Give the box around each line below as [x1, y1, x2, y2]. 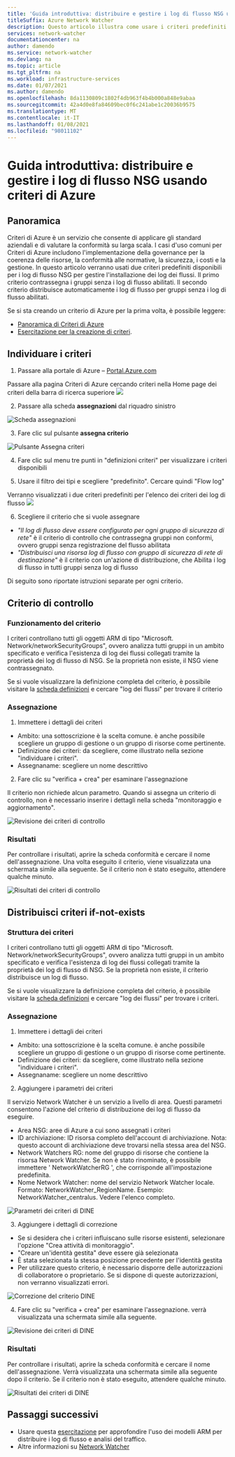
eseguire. [7, 1113, 35, 1121]
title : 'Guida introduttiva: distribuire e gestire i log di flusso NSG [7, 10, 224, 17]
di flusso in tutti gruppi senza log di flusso [17, 563, 138, 572]
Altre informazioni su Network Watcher [17, 1442, 130, 1451]
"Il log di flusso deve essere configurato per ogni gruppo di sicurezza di [17, 526, 225, 535]
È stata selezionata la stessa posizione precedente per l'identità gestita [17, 1256, 222, 1265]
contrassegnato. [7, 663, 55, 672]
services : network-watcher [7, 29, 86, 37]
